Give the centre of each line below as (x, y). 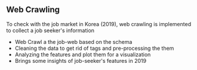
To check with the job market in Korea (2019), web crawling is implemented (99, 24)
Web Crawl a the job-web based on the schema (73, 42)
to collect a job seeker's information (50, 30)
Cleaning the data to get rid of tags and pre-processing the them (94, 48)
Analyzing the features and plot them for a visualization (83, 54)
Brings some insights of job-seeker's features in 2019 (81, 61)
